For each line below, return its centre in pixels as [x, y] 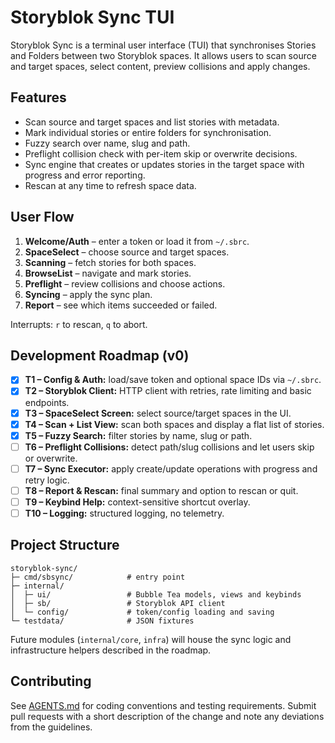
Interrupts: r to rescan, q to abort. [79, 324]
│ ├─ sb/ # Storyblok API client [118, 603]
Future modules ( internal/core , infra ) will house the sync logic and [151, 639]
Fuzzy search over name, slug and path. [107, 143]
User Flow [42, 217]
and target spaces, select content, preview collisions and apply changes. [160, 66]
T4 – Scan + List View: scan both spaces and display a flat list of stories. [174, 424]
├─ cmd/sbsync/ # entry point [98, 577]
